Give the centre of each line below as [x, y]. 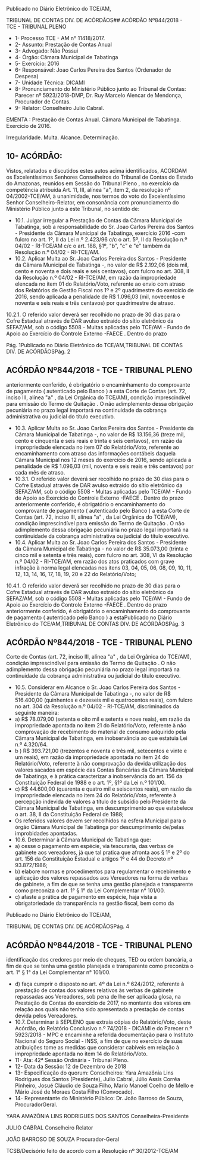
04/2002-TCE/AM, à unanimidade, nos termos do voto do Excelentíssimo [96, 196]
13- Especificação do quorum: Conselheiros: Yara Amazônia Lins [94, 1073]
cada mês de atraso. [40, 472]
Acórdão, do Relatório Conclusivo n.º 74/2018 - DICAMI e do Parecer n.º [103, 1029]
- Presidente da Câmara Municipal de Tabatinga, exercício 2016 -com [100, 233]
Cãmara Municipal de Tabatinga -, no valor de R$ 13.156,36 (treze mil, [100, 434]
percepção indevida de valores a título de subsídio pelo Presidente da [100, 802]
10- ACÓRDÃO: [34, 156]
